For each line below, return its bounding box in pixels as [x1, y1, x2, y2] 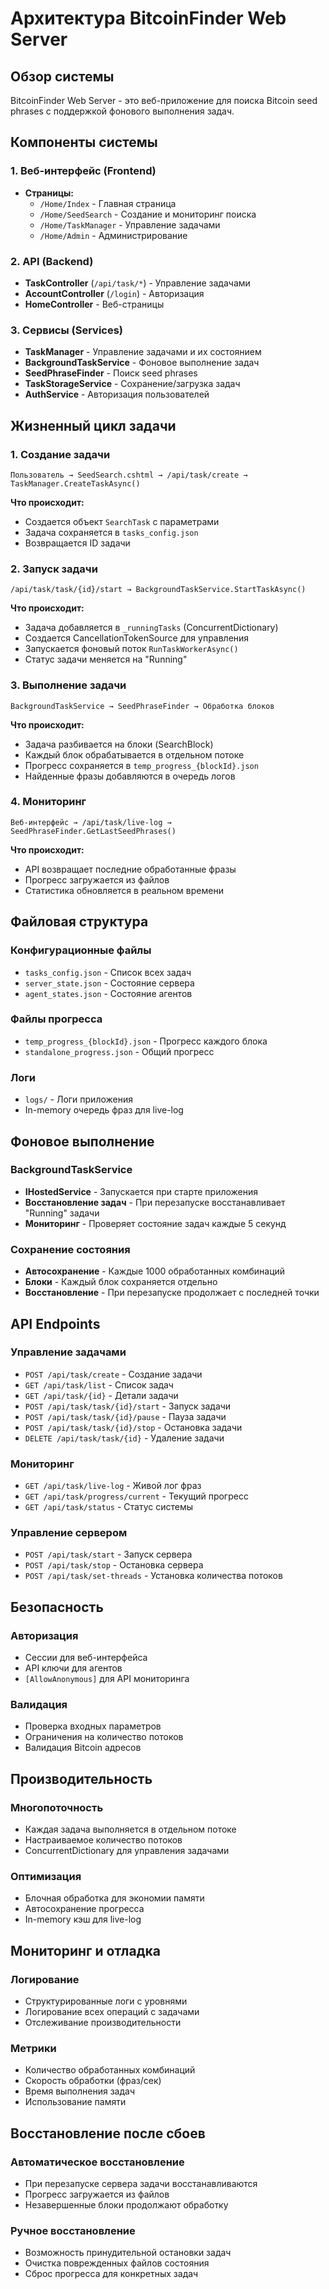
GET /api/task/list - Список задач [24, 1378, 174, 1391]
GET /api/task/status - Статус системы [24, 1501, 193, 1513]
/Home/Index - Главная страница [39, 197, 177, 209]
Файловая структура [10, 913, 149, 931]
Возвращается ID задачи [24, 537, 131, 549]
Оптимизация [10, 1870, 82, 1883]
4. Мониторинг [10, 795, 87, 809]
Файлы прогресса [10, 1012, 103, 1026]
